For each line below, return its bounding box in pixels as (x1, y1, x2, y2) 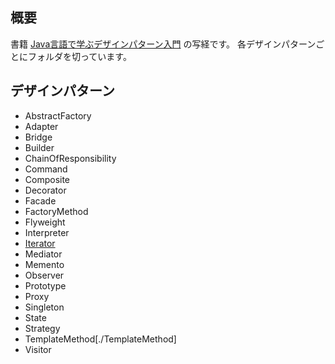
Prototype (24, 279, 67, 292)
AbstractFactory (24, 109, 92, 122)
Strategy (24, 322, 61, 334)
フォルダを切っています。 (27, 50, 132, 62)
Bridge (24, 131, 53, 143)
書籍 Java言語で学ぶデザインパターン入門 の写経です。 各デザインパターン (10, 38, 317, 50)
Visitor (24, 343, 52, 355)
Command (24, 163, 68, 175)
